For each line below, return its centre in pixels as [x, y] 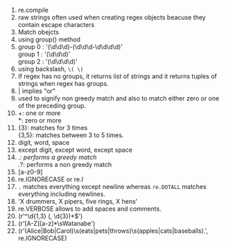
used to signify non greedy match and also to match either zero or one [119, 98]
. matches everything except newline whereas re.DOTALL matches [112, 187]
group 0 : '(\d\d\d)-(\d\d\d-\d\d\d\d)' [70, 47]
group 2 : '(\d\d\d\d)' [48, 61]
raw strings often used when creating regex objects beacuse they [112, 17]
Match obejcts [38, 32]
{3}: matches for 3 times [53, 128]
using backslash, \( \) [51, 69]
